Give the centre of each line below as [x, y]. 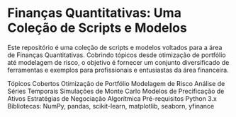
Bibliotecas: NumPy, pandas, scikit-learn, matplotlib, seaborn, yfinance [111, 106]
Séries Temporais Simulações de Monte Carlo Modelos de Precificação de [116, 91]
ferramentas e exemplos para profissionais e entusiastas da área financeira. [118, 70]
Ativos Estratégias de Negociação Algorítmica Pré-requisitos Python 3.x [112, 98]
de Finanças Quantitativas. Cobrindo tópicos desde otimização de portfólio [117, 55]
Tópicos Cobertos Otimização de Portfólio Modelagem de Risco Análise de [116, 83]
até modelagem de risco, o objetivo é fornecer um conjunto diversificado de [118, 62]
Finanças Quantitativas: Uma [95, 13]
